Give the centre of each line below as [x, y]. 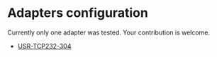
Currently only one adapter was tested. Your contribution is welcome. [109, 32]
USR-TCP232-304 [44, 46]
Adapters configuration [78, 13]
